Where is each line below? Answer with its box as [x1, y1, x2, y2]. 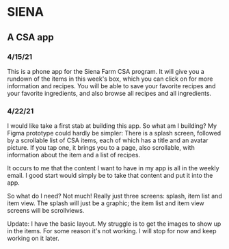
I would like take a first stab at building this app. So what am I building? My [7, 122, 217, 130]
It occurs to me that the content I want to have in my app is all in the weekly [7, 164, 220, 172]
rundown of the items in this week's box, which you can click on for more [7, 75, 213, 83]
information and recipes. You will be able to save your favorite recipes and [7, 81, 216, 90]
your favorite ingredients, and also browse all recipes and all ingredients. [7, 89, 212, 97]
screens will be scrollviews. [7, 207, 85, 215]
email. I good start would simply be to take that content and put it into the [7, 172, 213, 180]
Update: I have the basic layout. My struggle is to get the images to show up [7, 220, 221, 228]
